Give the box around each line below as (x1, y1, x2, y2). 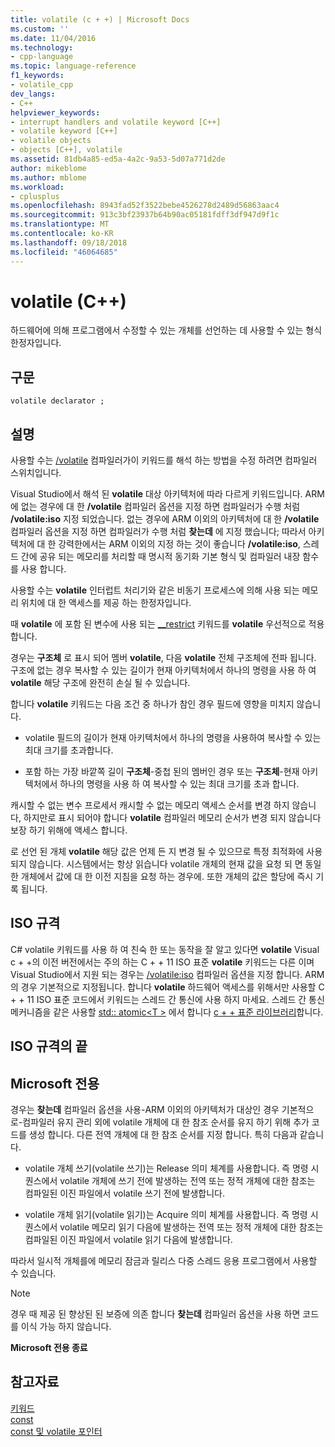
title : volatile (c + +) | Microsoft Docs (10, 14, 190, 25)
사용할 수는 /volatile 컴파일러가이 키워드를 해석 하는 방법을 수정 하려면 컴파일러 (10, 454, 318, 466)
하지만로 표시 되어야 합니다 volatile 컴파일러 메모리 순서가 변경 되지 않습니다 (23, 812, 322, 824)
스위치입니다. (10, 467, 62, 479)
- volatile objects (10, 136, 92, 146)
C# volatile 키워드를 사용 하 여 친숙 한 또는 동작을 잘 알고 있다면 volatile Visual (10, 943, 320, 955)
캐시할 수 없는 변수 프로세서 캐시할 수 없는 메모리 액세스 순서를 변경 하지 (10, 799, 290, 811)
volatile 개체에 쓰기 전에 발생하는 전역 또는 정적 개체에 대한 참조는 (59, 1175, 316, 1187)
